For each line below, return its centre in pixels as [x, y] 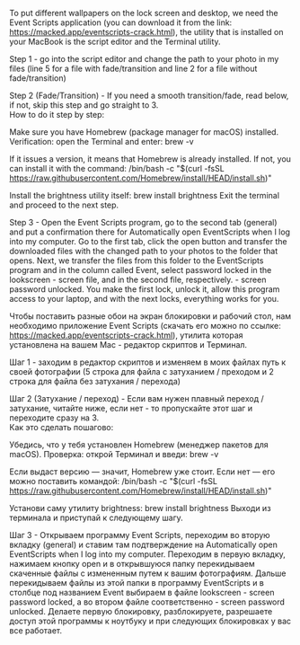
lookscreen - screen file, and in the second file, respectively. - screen [138, 279]
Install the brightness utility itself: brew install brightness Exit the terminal [145, 195]
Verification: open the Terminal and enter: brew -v [102, 141]
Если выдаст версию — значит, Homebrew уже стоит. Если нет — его [142, 472]
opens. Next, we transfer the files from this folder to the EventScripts [137, 261]
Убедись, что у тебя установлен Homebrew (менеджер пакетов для [139, 445]
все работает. [36, 631]
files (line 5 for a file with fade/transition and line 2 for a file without [133, 68]
